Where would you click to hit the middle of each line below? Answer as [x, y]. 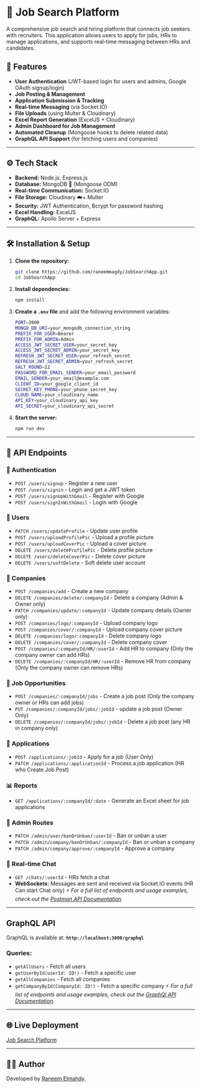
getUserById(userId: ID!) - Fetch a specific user [75, 973]
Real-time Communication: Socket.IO [62, 190]
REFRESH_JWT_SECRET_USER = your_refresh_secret [72, 356]
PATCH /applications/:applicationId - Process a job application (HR [99, 763]
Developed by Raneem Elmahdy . [46, 1078]
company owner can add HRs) [52, 655]
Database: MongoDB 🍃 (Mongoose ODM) [66, 184]
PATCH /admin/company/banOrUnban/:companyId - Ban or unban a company [105, 842]
